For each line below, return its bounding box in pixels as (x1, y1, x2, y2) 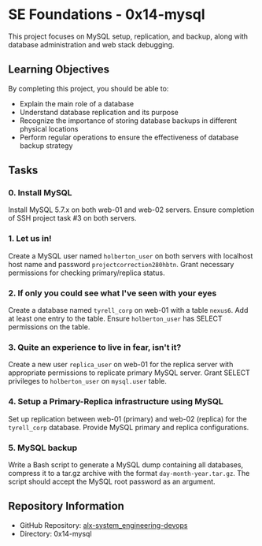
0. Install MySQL (8, 188, 72, 199)
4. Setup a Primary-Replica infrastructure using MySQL (8, 396, 223, 407)
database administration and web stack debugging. (8, 39, 175, 49)
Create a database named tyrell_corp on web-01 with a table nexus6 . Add (8, 306, 249, 315)
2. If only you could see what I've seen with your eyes (8, 288, 217, 299)
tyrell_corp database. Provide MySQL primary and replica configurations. (8, 422, 249, 432)
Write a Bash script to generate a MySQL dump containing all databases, (8, 459, 244, 470)
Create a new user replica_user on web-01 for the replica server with (8, 360, 234, 370)
